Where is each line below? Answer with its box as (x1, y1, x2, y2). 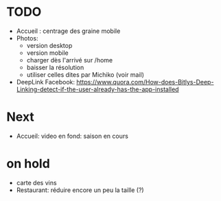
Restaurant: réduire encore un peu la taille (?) (16, 186, 145, 194)
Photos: (16, 34, 38, 42)
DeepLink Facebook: (16, 78, 75, 86)
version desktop (26, 41, 73, 49)
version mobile (26, 49, 69, 57)
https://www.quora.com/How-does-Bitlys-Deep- (75, 78, 214, 86)
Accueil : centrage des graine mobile (16, 27, 121, 35)
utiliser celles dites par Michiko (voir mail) (26, 70, 145, 79)
